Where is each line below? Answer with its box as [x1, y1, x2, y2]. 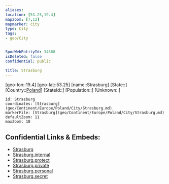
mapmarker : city [5, 21, 40, 27]
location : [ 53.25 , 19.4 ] [5, 12, 56, 17]
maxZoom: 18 [5, 119, 30, 124]
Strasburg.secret [12, 173, 48, 179]
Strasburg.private [12, 163, 50, 169]
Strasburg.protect [12, 157, 50, 163]
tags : [5, 31, 17, 36]
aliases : [5, 7, 24, 13]
